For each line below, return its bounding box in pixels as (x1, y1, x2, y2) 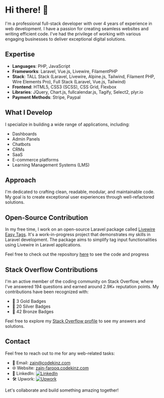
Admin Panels (12, 136, 40, 142)
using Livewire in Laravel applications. (5, 242, 82, 248)
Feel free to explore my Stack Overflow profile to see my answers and (5, 318, 145, 324)
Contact (5, 338, 30, 346)
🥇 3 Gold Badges (12, 298, 46, 304)
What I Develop (5, 108, 53, 117)
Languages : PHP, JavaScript (12, 63, 71, 69)
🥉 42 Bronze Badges (12, 309, 54, 314)
